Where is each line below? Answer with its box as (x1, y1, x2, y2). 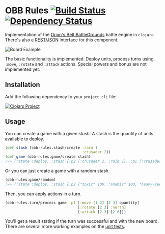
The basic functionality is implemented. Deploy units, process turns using (5, 56, 154, 61)
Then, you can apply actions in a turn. (5, 191, 82, 197)
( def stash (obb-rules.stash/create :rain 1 (5, 145, 98, 150)
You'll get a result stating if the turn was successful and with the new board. (5, 218, 159, 224)
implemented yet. (5, 66, 40, 72)
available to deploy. (5, 136, 44, 142)
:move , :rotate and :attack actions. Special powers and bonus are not (5, 61, 147, 67)
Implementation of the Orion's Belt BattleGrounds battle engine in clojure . (5, 31, 155, 37)
